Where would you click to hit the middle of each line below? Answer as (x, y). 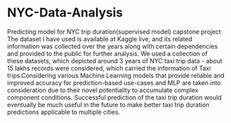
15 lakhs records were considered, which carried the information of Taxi (109, 68)
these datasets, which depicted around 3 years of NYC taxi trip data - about (115, 60)
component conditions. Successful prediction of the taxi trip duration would (114, 97)
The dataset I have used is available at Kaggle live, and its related (100, 38)
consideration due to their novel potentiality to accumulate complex (103, 90)
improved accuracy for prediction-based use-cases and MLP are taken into (114, 82)
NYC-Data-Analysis (65, 13)
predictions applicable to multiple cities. (64, 112)
